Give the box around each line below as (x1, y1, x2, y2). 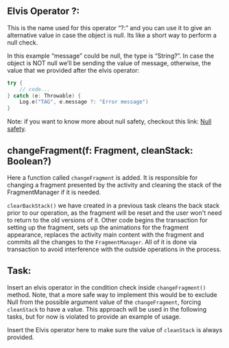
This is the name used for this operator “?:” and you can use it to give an (7, 23, 211, 32)
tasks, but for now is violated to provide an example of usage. (7, 312, 182, 321)
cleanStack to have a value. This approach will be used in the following (7, 305, 207, 313)
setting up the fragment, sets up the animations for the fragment (7, 223, 189, 231)
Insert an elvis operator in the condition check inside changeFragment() (7, 283, 206, 291)
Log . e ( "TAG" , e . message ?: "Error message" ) (19, 99, 149, 106)
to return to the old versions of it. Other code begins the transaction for (7, 216, 208, 224)
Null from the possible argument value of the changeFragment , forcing (7, 298, 202, 306)
